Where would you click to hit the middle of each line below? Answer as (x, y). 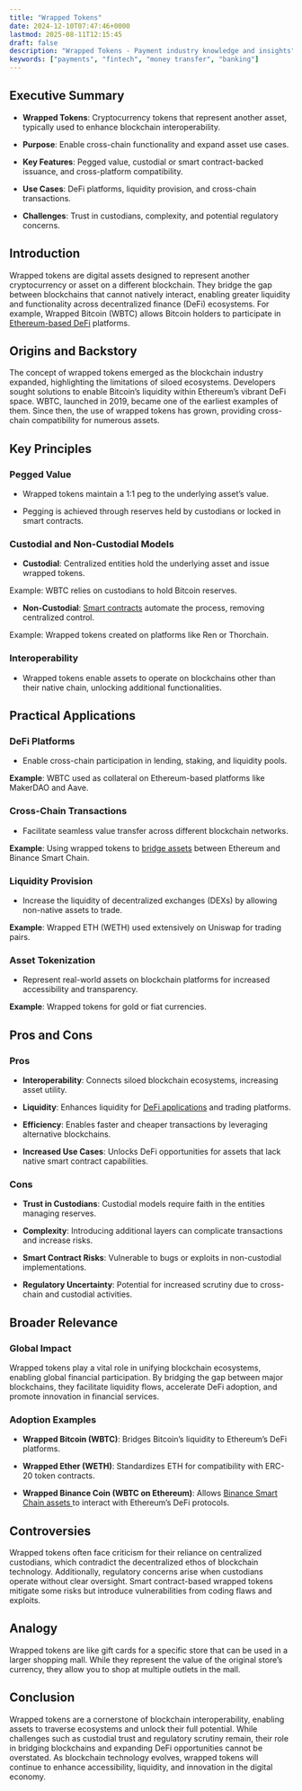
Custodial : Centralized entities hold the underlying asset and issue (146, 563)
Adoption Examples (53, 1419)
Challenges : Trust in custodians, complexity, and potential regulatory (150, 216)
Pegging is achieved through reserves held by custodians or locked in (151, 511)
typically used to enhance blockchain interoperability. (121, 127)
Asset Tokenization (53, 960)
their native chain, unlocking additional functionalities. (122, 687)
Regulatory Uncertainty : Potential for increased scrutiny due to (140, 1285)
